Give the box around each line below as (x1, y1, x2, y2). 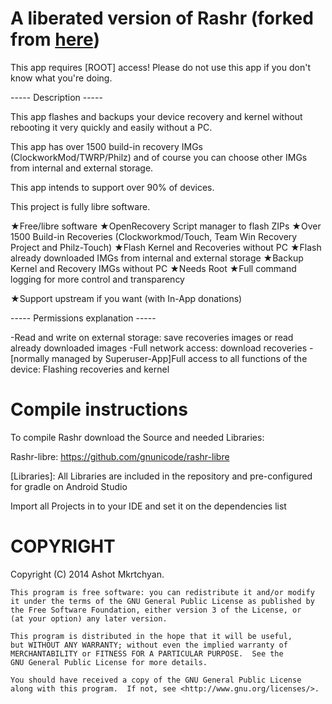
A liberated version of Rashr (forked (10, 7, 314, 30)
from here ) (10, 28, 100, 51)
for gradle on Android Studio (10, 480, 128, 492)
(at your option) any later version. (10, 613, 168, 624)
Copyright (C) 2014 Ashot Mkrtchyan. (10, 568, 165, 580)
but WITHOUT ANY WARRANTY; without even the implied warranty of (10, 640, 288, 650)
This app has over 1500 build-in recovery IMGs (10, 140, 203, 152)
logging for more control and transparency (10, 273, 185, 285)
